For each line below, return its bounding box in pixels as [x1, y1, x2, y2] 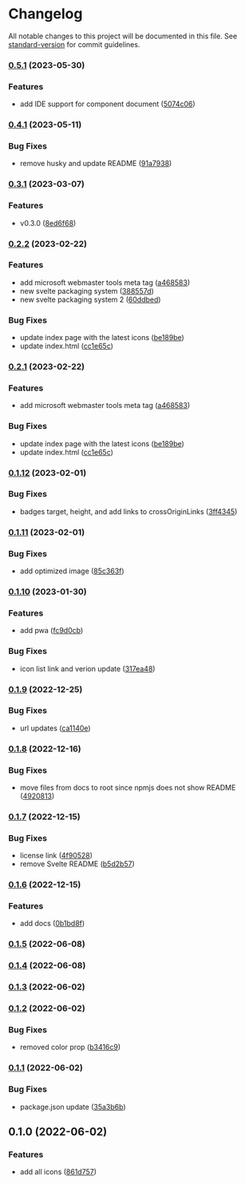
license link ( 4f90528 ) [19, 851, 93, 861]
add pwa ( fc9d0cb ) [19, 626, 84, 636]
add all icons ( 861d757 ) [19, 1167, 97, 1177]
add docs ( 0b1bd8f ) [19, 919, 85, 929]
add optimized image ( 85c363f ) [19, 566, 125, 576]
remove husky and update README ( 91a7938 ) [19, 159, 172, 168]
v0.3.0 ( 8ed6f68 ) [19, 218, 77, 228]
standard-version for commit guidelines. [8, 39, 140, 49]
